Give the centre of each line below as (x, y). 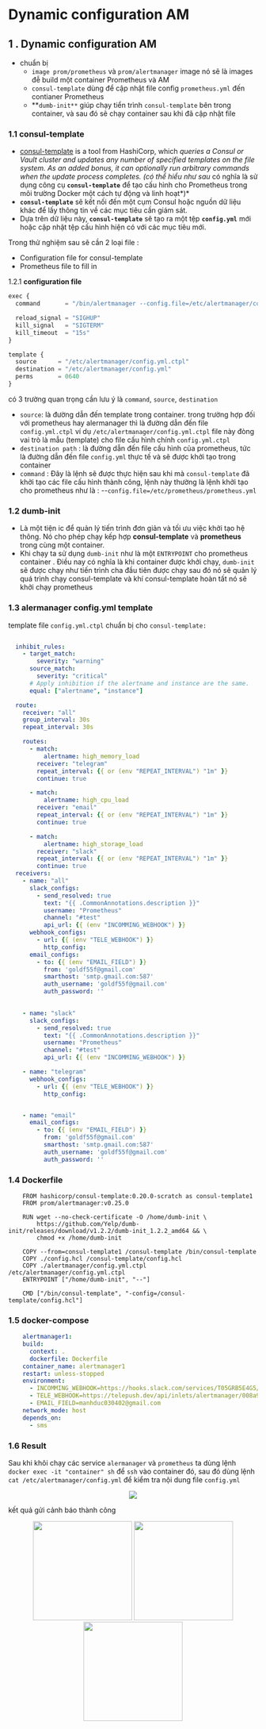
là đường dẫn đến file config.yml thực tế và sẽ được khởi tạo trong (127, 456)
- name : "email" (49, 1115)
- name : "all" (46, 881)
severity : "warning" (70, 661)
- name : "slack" (49, 1013)
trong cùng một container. (62, 545)
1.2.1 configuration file (45, 282)
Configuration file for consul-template (81, 258)
